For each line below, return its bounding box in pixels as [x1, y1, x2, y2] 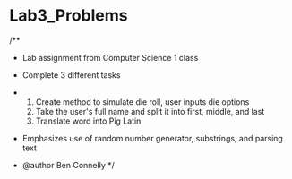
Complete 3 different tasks [21, 69, 121, 81]
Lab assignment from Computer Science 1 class [21, 52, 199, 63]
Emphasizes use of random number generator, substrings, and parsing [21, 132, 284, 143]
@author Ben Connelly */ [21, 159, 115, 170]
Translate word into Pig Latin [35, 115, 142, 126]
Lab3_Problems [9, 5, 128, 26]
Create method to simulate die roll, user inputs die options [35, 96, 250, 107]
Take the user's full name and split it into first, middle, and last [35, 106, 265, 116]
